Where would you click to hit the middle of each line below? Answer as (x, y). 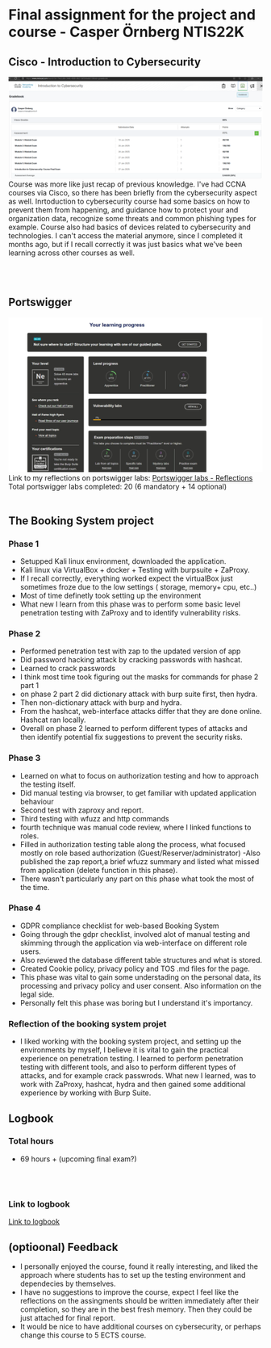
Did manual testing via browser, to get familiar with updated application (138, 792)
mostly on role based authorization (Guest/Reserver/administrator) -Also (140, 853)
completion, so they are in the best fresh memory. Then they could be (136, 1309)
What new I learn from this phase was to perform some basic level (130, 604)
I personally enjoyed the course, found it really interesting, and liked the (139, 1266)
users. (31, 951)
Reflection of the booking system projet (88, 1023)
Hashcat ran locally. (53, 720)
